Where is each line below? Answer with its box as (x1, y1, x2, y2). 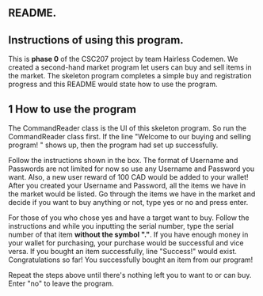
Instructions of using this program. (8, 33, 184, 47)
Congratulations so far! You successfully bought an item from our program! (8, 255, 253, 264)
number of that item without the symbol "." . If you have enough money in (8, 230, 249, 240)
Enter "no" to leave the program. (8, 279, 114, 288)
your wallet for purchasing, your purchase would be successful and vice (8, 238, 244, 248)
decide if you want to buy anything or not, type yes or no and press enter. (8, 198, 249, 207)
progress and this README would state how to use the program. (8, 79, 218, 89)
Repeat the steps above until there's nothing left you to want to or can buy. (8, 271, 252, 280)
